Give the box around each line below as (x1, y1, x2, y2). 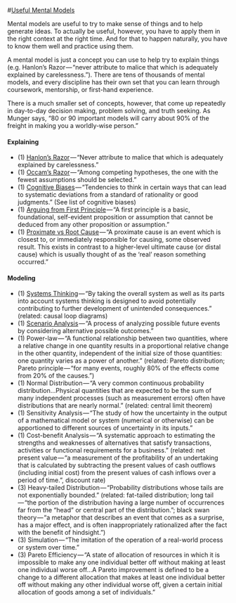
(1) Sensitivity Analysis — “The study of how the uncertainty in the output (17, 409, 228, 417)
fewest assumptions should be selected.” (17, 176, 137, 184)
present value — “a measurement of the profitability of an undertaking (17, 453, 219, 462)
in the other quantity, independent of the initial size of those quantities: (17, 349, 223, 358)
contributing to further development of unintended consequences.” (17, 304, 212, 313)
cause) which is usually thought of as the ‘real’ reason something (17, 250, 206, 259)
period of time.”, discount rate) (17, 476, 106, 484)
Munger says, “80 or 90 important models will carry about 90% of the (7, 114, 209, 122)
